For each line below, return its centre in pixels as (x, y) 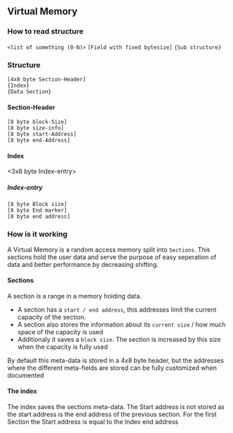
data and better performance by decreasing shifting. (83, 264)
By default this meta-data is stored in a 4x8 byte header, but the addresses (116, 360)
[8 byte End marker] (38, 211)
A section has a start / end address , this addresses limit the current (117, 309)
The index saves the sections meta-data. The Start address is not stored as (116, 407)
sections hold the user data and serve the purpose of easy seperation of (112, 257)
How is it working (38, 234)
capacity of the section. (52, 317)
